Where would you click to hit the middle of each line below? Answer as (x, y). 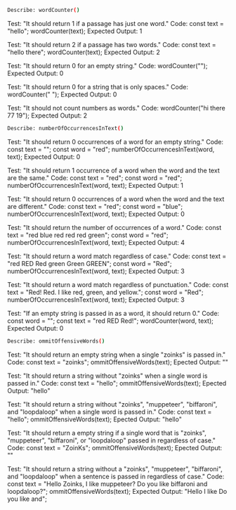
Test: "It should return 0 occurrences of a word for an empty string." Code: (115, 141)
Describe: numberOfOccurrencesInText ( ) (66, 128)
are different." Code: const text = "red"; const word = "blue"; (95, 206)
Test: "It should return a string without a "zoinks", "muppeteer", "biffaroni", (115, 468)
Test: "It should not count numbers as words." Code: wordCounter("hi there (117, 108)
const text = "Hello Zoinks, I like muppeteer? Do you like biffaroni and (107, 484)
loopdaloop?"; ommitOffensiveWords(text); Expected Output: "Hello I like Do (117, 491)
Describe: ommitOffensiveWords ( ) (56, 341)
